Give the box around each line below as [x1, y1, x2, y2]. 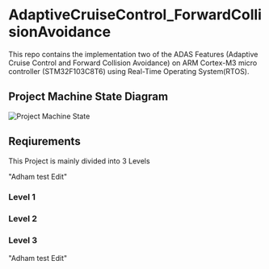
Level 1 [8, 192, 36, 203]
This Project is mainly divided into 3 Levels [8, 155, 151, 166]
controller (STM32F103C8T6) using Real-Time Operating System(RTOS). [8, 66, 250, 76]
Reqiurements [8, 134, 81, 148]
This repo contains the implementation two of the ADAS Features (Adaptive [8, 49, 258, 59]
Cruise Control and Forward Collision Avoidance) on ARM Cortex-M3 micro [8, 58, 258, 68]
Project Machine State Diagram [8, 90, 168, 104]
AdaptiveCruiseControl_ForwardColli [8, 6, 263, 24]
